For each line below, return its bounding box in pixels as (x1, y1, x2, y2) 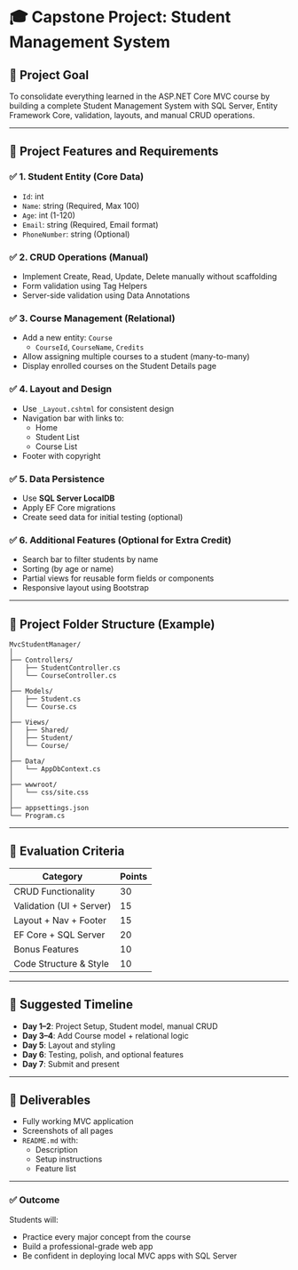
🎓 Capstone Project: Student (9, 7, 231, 28)
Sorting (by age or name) (21, 564, 114, 575)
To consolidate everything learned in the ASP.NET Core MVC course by (9, 91, 271, 101)
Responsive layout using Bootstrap (21, 583, 149, 593)
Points (119, 870, 148, 882)
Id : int (21, 190, 44, 201)
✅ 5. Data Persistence (9, 472, 105, 485)
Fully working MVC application (21, 1116, 134, 1127)
